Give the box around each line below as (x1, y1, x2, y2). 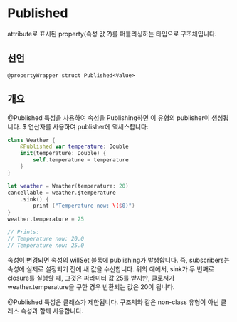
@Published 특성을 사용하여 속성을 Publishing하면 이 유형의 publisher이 (7, 113, 210, 122)
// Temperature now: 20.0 (7, 235, 84, 242)
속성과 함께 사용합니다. (20, 306, 84, 315)
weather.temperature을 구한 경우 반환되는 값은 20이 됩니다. (7, 282, 175, 291)
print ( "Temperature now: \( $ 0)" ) (33, 202, 135, 210)
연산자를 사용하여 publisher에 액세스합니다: (28, 122, 149, 131)
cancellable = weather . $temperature (7, 189, 116, 196)
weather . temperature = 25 (7, 216, 84, 223)
